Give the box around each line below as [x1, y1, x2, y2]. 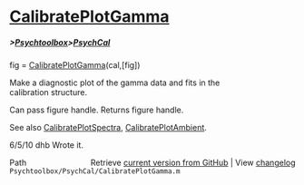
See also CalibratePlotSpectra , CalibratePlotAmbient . [9, 122, 207, 133]
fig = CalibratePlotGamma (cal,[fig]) [9, 60, 141, 71]
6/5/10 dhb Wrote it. [9, 140, 84, 151]
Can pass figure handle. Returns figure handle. [9, 104, 184, 115]
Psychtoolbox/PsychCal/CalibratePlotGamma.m [9, 167, 181, 176]
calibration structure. [9, 87, 88, 98]
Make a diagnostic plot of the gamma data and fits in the [9, 77, 221, 88]
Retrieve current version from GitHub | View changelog [90, 157, 296, 169]
